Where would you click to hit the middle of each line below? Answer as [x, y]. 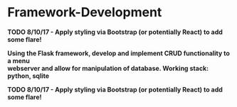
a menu [19, 60]
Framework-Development [85, 12]
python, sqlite [28, 76]
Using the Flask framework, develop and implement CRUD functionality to [118, 53]
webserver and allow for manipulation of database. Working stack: [108, 68]
